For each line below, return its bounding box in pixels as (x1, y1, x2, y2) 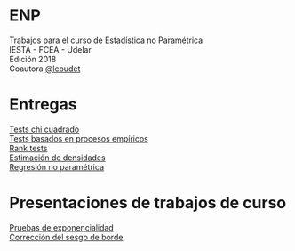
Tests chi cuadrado (9, 124, 80, 134)
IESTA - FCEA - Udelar (9, 44, 92, 54)
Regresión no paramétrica (9, 161, 105, 172)
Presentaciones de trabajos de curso (9, 193, 287, 214)
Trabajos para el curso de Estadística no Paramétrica (9, 35, 203, 45)
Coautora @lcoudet (9, 63, 81, 74)
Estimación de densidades (9, 152, 106, 163)
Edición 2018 (9, 53, 57, 64)
